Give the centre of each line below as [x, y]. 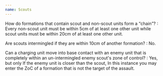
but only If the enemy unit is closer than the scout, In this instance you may [81, 63]
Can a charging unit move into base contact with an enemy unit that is [76, 53]
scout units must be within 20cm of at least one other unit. [64, 34]
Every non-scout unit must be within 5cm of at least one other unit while [78, 28]
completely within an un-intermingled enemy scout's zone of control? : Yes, [81, 58]
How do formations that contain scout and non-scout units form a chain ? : [82, 23]
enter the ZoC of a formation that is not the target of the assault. [70, 68]
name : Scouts [18, 9]
